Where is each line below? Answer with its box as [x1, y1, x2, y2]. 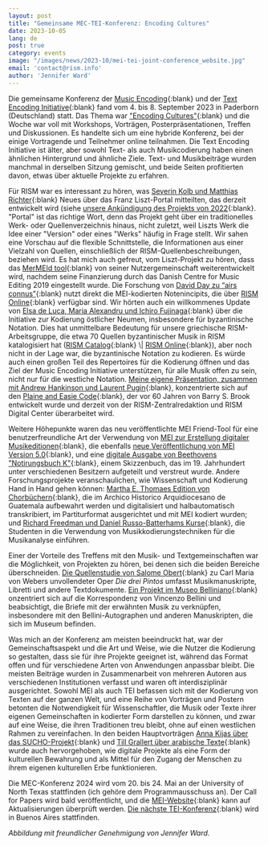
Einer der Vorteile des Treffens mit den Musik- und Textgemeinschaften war [8, 550, 259, 560]
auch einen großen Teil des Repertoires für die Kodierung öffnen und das [8, 357, 250, 367]
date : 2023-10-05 [8, 27, 67, 35]
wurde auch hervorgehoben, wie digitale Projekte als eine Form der [8, 745, 231, 755]
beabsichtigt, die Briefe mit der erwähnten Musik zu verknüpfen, [8, 602, 221, 611]
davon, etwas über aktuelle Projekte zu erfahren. [8, 170, 170, 180]
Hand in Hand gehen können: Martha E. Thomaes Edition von [8, 483, 210, 493]
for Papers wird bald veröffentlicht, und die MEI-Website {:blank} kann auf [8, 795, 251, 805]
